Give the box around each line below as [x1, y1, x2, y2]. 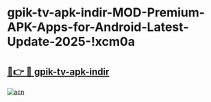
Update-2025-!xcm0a [7, 34, 136, 49]
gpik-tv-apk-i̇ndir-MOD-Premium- [7, 5, 206, 21]
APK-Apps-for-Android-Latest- [7, 19, 189, 35]
